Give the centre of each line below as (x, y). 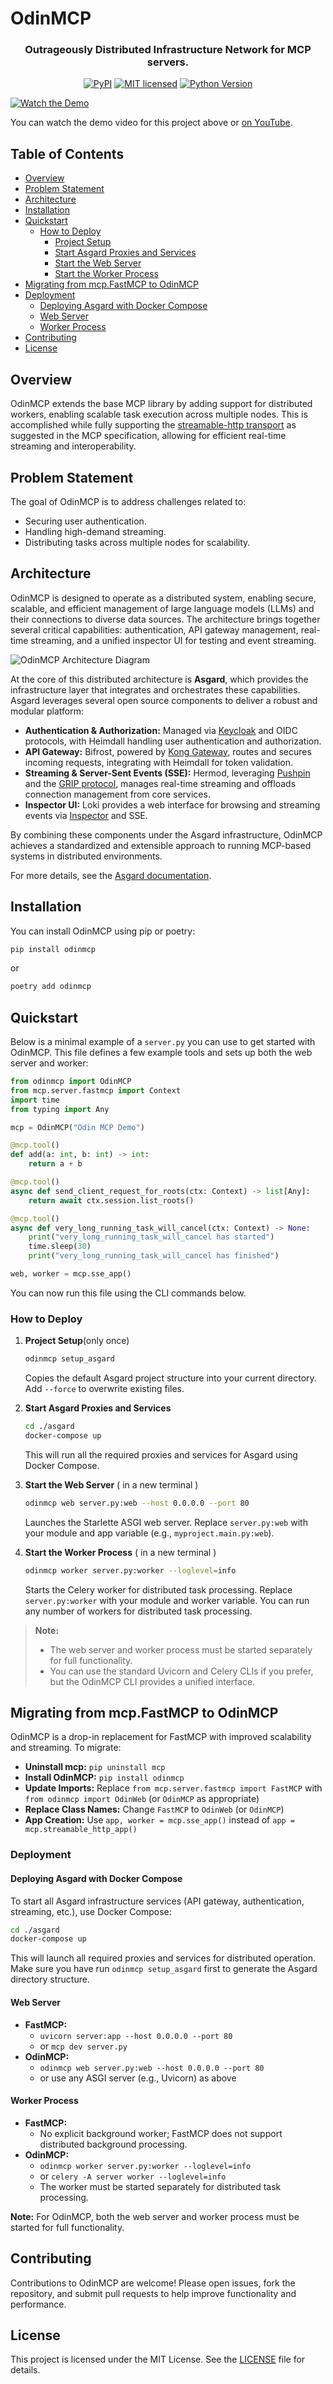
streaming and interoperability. (73, 446)
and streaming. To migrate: (66, 1748)
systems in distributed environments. (86, 856)
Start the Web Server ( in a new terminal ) (111, 1484)
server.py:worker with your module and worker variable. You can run (167, 1600)
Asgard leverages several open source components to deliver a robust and (164, 700)
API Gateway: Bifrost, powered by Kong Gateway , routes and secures (168, 751)
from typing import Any (60, 1109)
